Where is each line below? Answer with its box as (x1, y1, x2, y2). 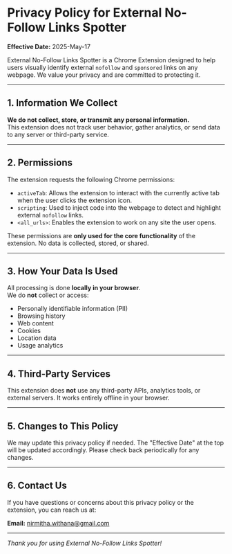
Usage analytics (17, 341, 64, 350)
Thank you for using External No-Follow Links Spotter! (7, 539, 162, 547)
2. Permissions (7, 157, 72, 169)
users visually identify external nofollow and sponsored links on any (7, 63, 198, 71)
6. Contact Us (7, 480, 67, 492)
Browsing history (17, 312, 66, 320)
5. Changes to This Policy (7, 420, 119, 432)
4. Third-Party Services (7, 368, 111, 379)
